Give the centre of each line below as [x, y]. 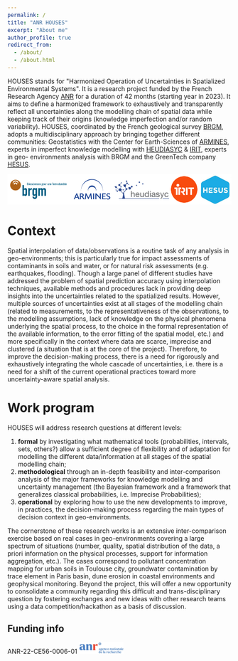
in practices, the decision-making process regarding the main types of [120, 509]
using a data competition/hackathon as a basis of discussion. [97, 606]
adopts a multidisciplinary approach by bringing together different [104, 134]
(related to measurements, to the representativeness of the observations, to [118, 311]
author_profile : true [39, 38]
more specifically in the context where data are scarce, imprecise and [109, 342]
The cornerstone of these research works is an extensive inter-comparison [117, 531]
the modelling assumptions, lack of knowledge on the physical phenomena [117, 319]
